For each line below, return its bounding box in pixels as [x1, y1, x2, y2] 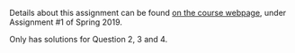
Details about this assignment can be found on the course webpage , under [9, 8, 287, 18]
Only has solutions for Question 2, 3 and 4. [9, 34, 168, 44]
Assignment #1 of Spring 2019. [9, 17, 123, 27]
